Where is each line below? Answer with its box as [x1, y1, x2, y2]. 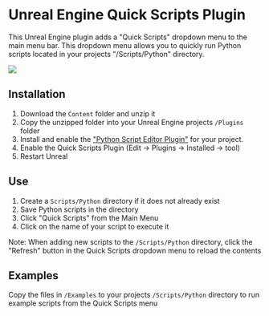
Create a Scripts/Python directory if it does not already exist [19, 196, 220, 205]
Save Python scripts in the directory [19, 205, 139, 214]
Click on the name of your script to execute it [19, 221, 169, 231]
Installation [8, 87, 66, 101]
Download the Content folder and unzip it [19, 108, 156, 118]
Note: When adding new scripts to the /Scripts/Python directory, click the [8, 237, 253, 246]
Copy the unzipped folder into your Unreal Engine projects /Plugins [19, 117, 244, 127]
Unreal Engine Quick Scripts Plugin [8, 6, 247, 24]
